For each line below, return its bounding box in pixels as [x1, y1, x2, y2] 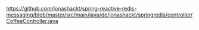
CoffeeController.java [6, 18, 58, 24]
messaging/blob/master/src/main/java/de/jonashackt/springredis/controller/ [6, 11, 193, 18]
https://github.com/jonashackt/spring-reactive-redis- [6, 5, 137, 12]
